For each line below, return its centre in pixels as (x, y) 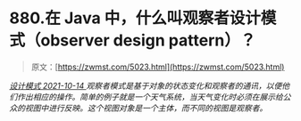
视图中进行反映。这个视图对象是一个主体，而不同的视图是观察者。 (146, 108)
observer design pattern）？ (148, 40)
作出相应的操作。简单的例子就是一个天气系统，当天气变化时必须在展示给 (150, 97)
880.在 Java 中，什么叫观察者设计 (135, 18)
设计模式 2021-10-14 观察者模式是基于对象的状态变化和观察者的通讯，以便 (146, 85)
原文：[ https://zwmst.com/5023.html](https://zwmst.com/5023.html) (158, 67)
